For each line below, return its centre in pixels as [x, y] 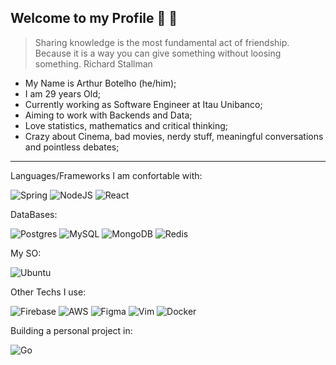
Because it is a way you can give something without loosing [158, 53]
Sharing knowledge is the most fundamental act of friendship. [162, 42]
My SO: [26, 253]
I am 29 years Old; [62, 93]
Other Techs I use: [48, 292]
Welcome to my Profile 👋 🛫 [94, 18]
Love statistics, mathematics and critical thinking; [126, 125]
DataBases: [34, 214]
